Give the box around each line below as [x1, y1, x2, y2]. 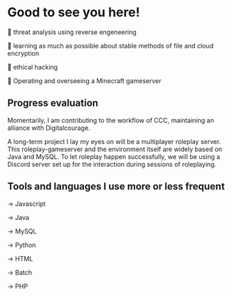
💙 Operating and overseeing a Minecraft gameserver [7, 76, 162, 85]
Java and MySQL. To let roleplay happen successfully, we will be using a [7, 152, 221, 160]
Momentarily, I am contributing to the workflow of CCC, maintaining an [7, 116, 215, 124]
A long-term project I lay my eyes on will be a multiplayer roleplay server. [7, 137, 221, 146]
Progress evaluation [7, 97, 98, 109]
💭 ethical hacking [7, 62, 58, 71]
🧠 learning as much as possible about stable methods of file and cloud [7, 41, 213, 50]
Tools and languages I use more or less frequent [7, 180, 226, 192]
